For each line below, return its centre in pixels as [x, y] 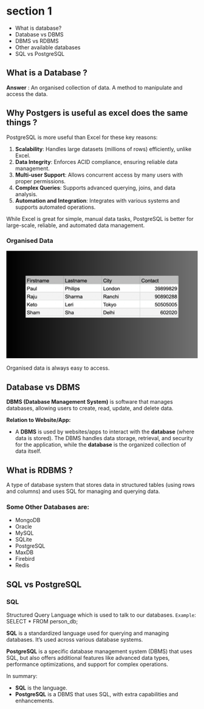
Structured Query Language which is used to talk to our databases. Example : [101, 615]
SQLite [23, 540]
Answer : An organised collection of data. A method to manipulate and [95, 87]
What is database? [38, 28]
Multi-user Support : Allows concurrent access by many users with [99, 175]
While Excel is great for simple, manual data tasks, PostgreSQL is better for [100, 219]
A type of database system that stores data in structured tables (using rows [101, 484]
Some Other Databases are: [48, 507]
